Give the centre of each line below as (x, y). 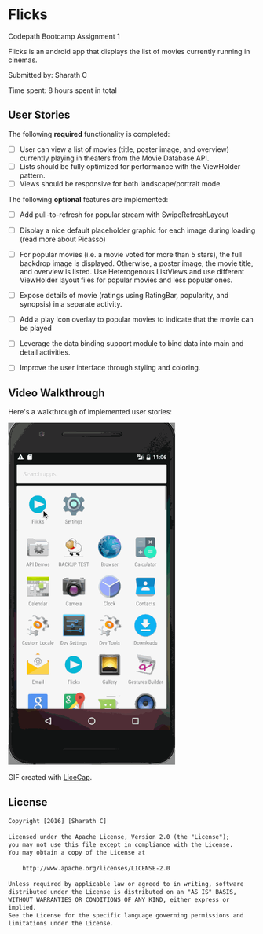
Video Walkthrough (57, 393)
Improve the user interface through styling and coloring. (110, 368)
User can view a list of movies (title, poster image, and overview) (124, 149)
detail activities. (45, 352)
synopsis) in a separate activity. (71, 304)
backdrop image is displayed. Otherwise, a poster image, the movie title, (136, 263)
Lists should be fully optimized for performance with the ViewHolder (130, 166)
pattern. (32, 175)
